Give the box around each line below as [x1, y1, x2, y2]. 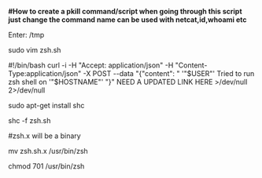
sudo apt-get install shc [8, 101, 85, 110]
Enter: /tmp [8, 31, 45, 39]
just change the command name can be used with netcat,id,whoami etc [8, 15, 247, 24]
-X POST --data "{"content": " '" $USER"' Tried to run [83, 69, 255, 78]
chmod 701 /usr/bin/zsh [8, 162, 85, 171]
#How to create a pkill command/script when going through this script [8, 7, 242, 16]
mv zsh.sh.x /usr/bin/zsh [8, 147, 88, 155]
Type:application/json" [8, 69, 82, 78]
